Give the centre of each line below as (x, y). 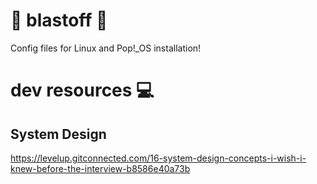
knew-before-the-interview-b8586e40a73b (100, 168)
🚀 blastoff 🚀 (59, 20)
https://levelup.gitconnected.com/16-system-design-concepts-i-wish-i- (158, 158)
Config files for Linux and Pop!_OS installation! (106, 48)
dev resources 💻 (82, 90)
